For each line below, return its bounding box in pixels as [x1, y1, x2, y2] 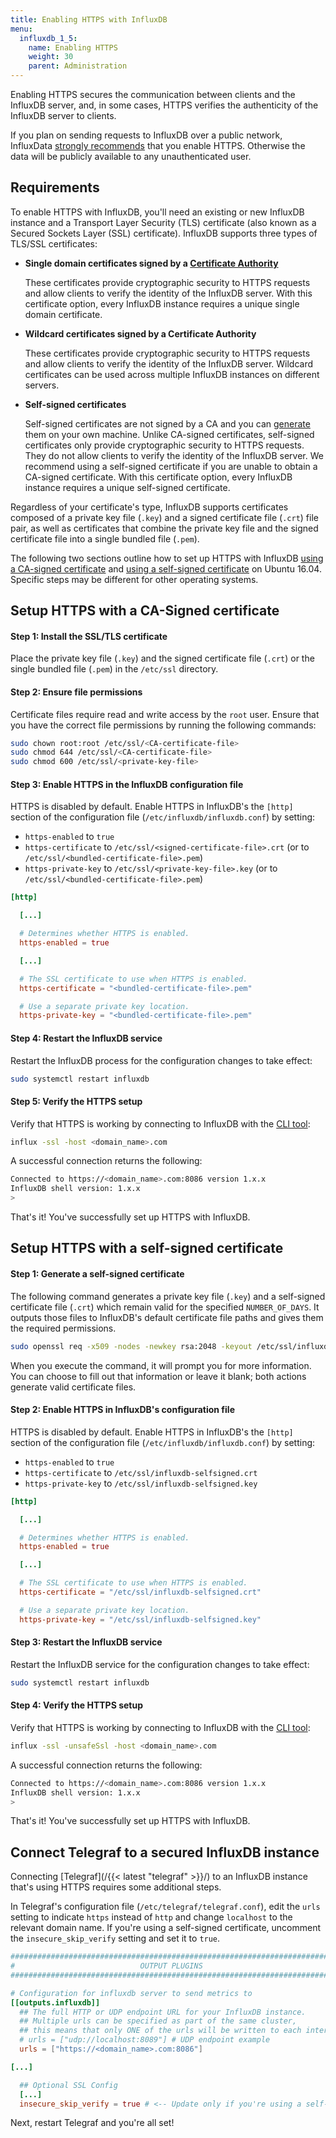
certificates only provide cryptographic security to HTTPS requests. [24, 439, 305, 451]
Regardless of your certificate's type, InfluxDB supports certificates [10, 501, 289, 513]
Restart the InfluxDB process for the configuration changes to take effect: [10, 1054, 313, 1066]
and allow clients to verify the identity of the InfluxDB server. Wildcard [24, 357, 314, 370]
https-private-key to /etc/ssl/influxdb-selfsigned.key [24, 1477, 258, 1489]
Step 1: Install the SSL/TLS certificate [10, 630, 168, 642]
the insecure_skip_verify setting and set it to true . [10, 1932, 221, 1945]
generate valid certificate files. [10, 1381, 137, 1393]
